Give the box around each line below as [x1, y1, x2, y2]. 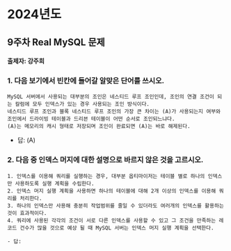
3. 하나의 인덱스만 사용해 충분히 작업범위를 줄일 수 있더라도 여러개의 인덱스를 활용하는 [7, 202, 224, 209]
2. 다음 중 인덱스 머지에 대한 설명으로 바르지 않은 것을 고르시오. [7, 155, 204, 165]
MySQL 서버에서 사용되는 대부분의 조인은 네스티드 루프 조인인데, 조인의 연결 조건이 [7, 93, 214, 101]
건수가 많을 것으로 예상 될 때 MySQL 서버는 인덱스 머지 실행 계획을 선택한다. [19, 224, 214, 232]
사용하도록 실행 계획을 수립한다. [15, 180, 95, 187]
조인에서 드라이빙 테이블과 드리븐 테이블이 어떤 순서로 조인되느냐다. [7, 115, 175, 122]
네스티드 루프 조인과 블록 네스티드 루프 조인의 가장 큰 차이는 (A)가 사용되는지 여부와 [7, 108, 221, 115]
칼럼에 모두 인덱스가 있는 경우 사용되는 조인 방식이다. [15, 101, 150, 108]
